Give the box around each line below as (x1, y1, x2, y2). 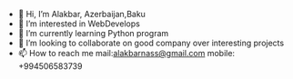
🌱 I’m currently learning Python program (17, 28, 169, 38)
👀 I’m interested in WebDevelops (17, 18, 141, 29)
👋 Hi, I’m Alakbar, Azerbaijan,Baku (17, 9, 146, 19)
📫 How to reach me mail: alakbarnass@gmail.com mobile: (17, 48, 235, 58)
